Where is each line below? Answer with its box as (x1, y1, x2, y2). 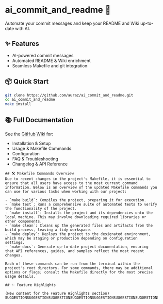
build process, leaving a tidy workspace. (5, 227, 92, 232)
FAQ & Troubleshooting (12, 156, 58, 161)
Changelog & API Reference (12, 161, 68, 167)
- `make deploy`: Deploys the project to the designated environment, (5, 232, 151, 237)
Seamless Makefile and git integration (12, 63, 88, 68)
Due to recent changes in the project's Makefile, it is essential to (5, 176, 151, 181)
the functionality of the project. (5, 206, 77, 211)
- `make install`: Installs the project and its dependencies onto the (5, 210, 153, 215)
